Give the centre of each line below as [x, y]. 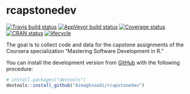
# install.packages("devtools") [46, 80]
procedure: [20, 68]
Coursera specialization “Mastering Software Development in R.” [85, 51]
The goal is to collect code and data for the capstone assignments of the [95, 45]
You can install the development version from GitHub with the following [93, 62]
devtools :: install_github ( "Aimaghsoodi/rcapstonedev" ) [75, 85]
